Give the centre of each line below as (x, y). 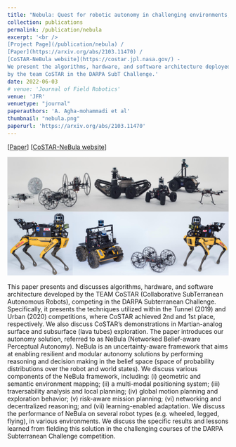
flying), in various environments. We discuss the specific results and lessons (118, 421)
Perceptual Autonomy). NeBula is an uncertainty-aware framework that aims (118, 346)
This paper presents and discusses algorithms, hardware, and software (110, 286)
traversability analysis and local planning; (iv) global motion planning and (113, 391)
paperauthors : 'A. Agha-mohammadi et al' (69, 111)
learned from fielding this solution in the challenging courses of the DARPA (115, 428)
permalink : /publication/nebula (54, 30)
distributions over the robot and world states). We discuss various (103, 368)
